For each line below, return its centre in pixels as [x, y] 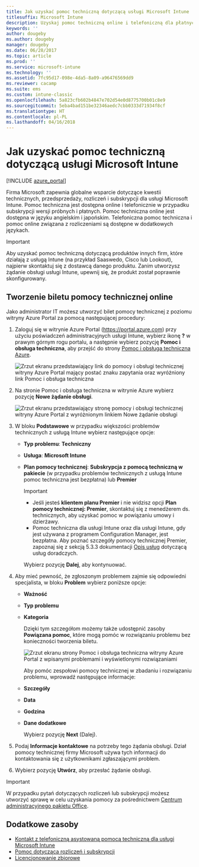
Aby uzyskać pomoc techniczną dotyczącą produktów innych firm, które [95, 253]
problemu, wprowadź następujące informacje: [80, 677]
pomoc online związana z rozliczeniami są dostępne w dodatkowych [90, 224]
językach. [18, 230]
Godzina [34, 711]
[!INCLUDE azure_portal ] [36, 181]
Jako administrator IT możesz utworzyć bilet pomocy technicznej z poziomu [99, 311]
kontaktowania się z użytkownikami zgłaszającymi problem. [87, 758]
